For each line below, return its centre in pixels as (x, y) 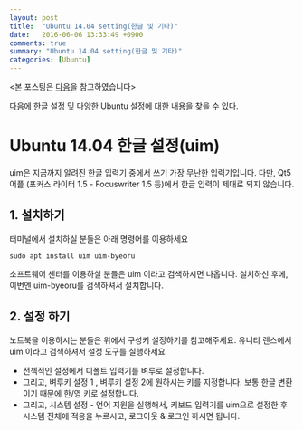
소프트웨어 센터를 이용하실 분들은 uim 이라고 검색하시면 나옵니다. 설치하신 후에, (149, 273)
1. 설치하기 (37, 215)
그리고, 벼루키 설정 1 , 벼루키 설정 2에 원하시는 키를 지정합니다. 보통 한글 (149, 382)
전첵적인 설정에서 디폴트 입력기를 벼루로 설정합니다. (113, 370)
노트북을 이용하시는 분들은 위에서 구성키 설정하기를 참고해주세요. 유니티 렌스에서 (151, 339)
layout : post (34, 18)
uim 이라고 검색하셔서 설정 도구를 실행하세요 (87, 351)
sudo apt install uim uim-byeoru (72, 256)
